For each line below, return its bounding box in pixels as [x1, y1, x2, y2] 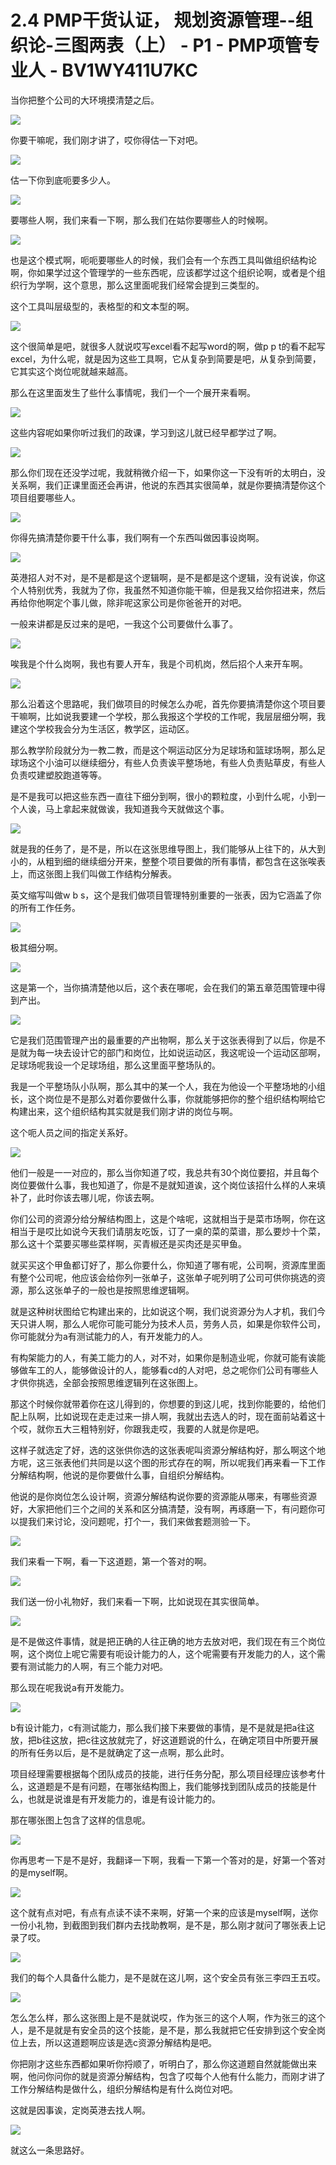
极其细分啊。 [10, 941, 63, 953]
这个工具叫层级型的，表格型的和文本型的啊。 [10, 300, 195, 312]
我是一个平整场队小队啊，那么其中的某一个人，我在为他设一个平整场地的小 [10, 1080, 317, 1092]
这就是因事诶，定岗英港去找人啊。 [10, 2104, 151, 2116]
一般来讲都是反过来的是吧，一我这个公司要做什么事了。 [10, 617, 238, 630]
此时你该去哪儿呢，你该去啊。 [36, 1191, 160, 1203]
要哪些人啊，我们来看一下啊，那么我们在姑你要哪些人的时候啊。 [10, 214, 273, 226]
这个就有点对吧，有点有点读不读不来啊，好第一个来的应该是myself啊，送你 [10, 1906, 319, 1918]
